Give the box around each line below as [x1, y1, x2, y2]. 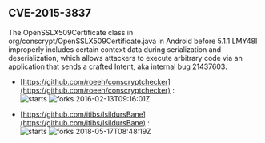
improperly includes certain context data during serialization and [8, 44, 222, 54]
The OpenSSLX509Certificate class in [8, 27, 134, 37]
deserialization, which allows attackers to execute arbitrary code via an [8, 53, 243, 62]
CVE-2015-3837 [8, 6, 92, 20]
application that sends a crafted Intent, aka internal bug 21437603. [8, 62, 227, 71]
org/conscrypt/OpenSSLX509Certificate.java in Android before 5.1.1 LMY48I [8, 36, 258, 46]
